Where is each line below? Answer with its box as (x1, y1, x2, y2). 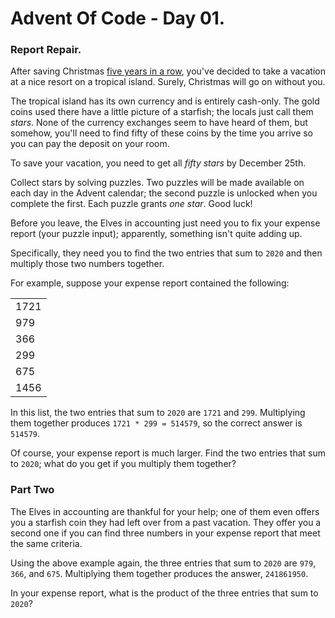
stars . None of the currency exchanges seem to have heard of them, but (10, 117, 308, 129)
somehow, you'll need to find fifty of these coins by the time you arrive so (10, 127, 314, 139)
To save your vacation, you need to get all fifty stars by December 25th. (10, 157, 307, 169)
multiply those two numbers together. (10, 258, 165, 270)
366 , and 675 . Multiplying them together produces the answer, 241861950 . (10, 567, 309, 579)
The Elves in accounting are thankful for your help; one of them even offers (10, 505, 320, 517)
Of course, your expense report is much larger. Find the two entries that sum (10, 447, 326, 459)
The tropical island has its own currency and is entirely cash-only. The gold (10, 95, 320, 107)
